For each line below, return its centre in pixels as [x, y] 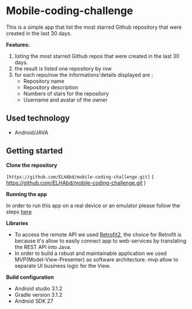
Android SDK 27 [34, 301]
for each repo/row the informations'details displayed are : [84, 75]
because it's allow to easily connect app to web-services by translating [100, 241]
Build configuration [30, 277]
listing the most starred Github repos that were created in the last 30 [97, 56]
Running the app [27, 194]
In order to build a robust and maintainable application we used [90, 253]
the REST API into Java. [43, 247]
